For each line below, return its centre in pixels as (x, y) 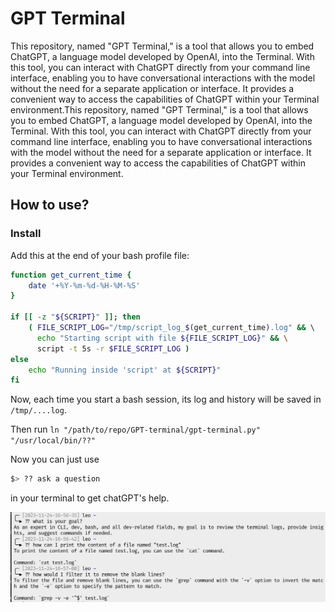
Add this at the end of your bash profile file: (100, 255)
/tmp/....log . (38, 410)
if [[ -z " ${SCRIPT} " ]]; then (75, 317)
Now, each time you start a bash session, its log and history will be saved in (166, 399)
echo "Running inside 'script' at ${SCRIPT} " (125, 370)
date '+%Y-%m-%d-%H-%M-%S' (84, 285)
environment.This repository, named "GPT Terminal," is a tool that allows (159, 109)
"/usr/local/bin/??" (53, 441)
